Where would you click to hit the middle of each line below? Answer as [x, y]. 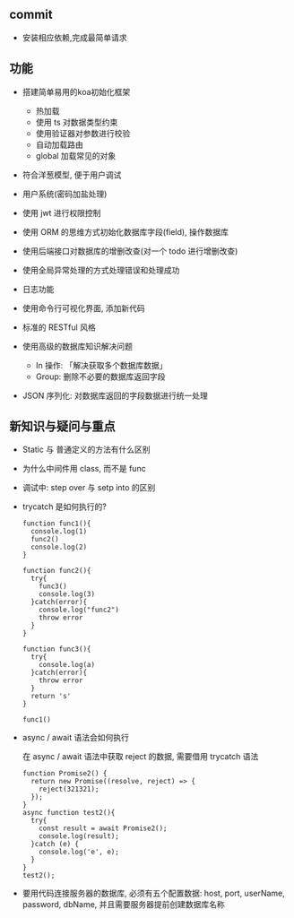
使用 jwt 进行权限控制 [61, 212]
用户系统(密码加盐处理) [65, 194]
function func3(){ [56, 649]
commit [31, 15]
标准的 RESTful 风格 [59, 327]
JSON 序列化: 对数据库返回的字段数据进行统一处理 [115, 395]
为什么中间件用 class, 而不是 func [84, 469]
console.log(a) [67, 665]
